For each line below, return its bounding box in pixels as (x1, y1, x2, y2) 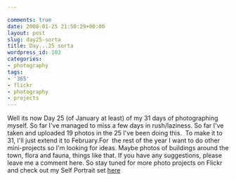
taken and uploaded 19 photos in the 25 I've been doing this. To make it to (7, 129, 223, 138)
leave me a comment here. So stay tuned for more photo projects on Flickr (7, 159, 223, 167)
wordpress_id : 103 (7, 49, 61, 56)
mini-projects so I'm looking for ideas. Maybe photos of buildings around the (7, 144, 229, 152)
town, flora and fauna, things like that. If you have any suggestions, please (7, 152, 223, 160)
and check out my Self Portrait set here (7, 166, 121, 175)
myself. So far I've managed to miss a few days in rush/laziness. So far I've (7, 121, 224, 130)
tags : (7, 68, 23, 76)
